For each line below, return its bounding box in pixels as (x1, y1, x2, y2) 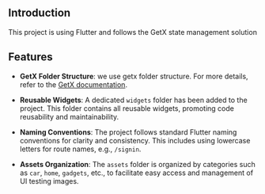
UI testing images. (19, 176, 79, 185)
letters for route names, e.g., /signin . (19, 144, 142, 154)
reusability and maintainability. (19, 112, 119, 121)
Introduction (8, 6, 71, 20)
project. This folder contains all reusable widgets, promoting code (19, 103, 235, 113)
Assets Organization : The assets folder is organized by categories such (19, 159, 256, 169)
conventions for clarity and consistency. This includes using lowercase (19, 135, 251, 145)
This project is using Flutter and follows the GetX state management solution (8, 27, 257, 36)
